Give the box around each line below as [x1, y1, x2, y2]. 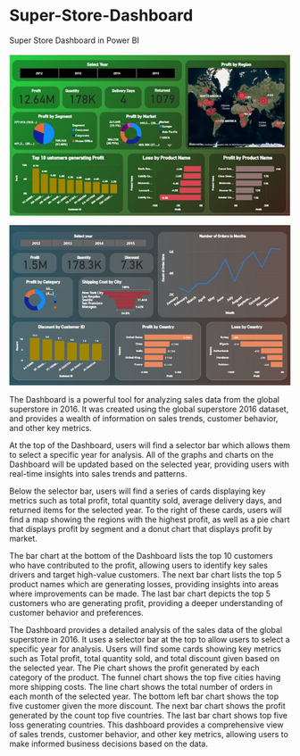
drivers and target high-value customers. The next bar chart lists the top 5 [9, 569, 282, 580]
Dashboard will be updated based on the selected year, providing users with [9, 459, 290, 469]
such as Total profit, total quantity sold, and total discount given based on [9, 652, 279, 663]
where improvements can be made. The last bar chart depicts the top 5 [9, 588, 271, 599]
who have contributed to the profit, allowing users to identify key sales [9, 560, 268, 570]
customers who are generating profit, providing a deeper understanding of [9, 597, 284, 608]
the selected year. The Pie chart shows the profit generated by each [9, 662, 260, 673]
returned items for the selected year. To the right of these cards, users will [9, 504, 283, 515]
